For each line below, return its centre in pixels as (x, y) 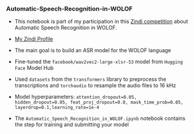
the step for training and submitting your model (72, 125)
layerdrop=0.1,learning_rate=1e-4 (57, 108)
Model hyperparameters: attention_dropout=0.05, (76, 97)
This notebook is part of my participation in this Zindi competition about (101, 22)
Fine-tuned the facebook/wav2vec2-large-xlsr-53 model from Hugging (99, 62)
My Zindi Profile (34, 39)
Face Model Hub (34, 68)
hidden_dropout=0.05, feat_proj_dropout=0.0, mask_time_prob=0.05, (99, 102)
